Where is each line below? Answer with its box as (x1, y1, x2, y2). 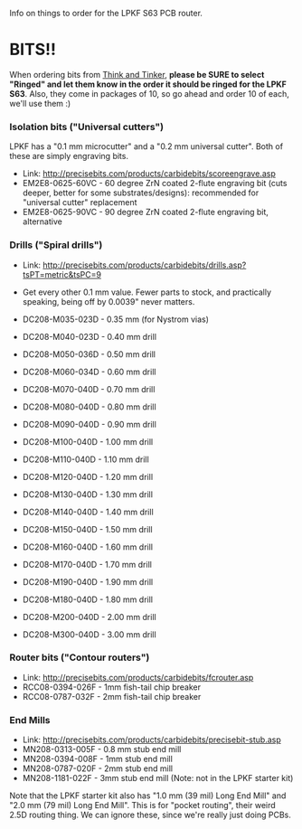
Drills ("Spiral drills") (9, 239, 103, 251)
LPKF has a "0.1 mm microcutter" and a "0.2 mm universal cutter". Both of (9, 141, 283, 152)
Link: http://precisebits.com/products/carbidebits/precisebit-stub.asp (22, 734, 282, 745)
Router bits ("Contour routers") (9, 651, 150, 664)
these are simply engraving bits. (9, 151, 129, 162)
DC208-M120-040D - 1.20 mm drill (22, 471, 154, 482)
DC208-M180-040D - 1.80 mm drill (22, 594, 154, 605)
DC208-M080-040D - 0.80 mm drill (22, 401, 156, 412)
